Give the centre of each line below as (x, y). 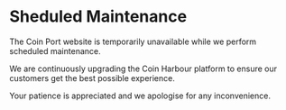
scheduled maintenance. (55, 50)
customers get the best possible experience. (92, 78)
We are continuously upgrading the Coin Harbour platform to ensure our (143, 69)
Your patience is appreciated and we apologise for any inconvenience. (140, 96)
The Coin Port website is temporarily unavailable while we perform (133, 41)
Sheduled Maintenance (98, 17)
